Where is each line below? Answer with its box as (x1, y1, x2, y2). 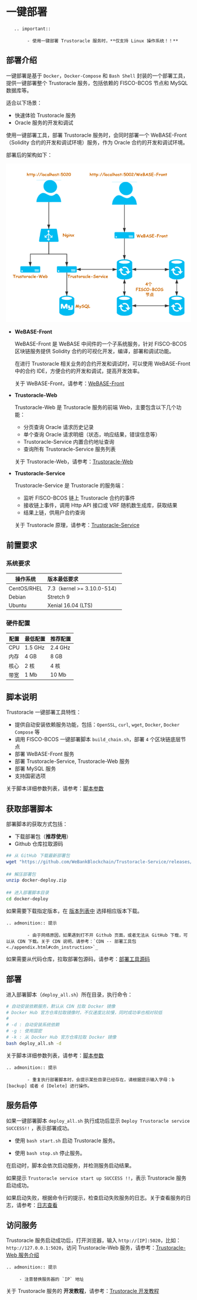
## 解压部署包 (6, 871, 36, 877)
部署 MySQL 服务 (14, 765, 56, 772)
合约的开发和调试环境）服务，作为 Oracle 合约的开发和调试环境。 (30, 139, 189, 146)
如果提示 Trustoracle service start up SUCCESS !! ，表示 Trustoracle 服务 (6, 1174, 186, 1181)
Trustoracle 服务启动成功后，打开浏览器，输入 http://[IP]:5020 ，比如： (6, 1237, 182, 1244)
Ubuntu (8, 602, 27, 609)
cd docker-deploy (6, 896, 49, 902)
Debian (8, 593, 26, 600)
